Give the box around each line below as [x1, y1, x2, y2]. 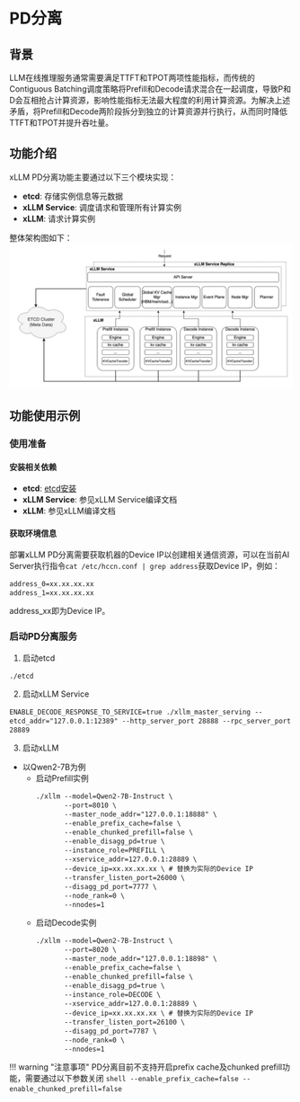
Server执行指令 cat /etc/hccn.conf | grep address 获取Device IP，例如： [9, 561, 280, 572]
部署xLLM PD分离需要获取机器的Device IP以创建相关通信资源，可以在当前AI [9, 549, 290, 560]
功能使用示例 [9, 408, 81, 423]
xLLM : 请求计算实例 [22, 213, 96, 224]
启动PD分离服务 [9, 630, 78, 643]
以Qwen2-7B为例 [22, 761, 86, 772]
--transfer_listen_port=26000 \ [64, 873, 186, 882]
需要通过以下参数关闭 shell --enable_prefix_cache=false [24, 1072, 240, 1083]
